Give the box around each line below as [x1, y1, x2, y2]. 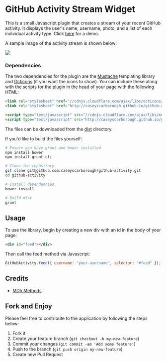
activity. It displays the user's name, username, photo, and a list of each [5, 25, 153, 31]
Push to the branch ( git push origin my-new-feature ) [12, 346, 123, 352]
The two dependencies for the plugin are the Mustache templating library [5, 73, 155, 79]
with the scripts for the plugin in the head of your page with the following [5, 84, 155, 90]
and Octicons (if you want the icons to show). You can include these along [5, 79, 158, 85]
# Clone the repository [5, 163, 55, 169]
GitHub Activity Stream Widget [5, 3, 136, 15]
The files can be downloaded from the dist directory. [5, 126, 113, 132]
